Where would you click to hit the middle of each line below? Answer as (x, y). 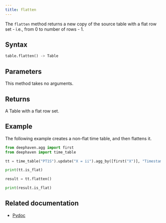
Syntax (16, 45)
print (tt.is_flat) (24, 170)
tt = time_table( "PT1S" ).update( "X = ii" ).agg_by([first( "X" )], (73, 161)
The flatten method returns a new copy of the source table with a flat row (81, 24)
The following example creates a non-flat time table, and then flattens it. (79, 138)
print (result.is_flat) (28, 188)
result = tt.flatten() (28, 179)
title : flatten (21, 10)
